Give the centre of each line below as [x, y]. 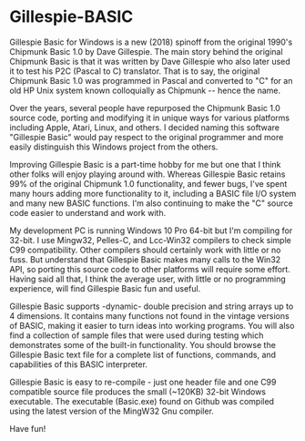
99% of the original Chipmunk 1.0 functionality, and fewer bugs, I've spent [148, 183]
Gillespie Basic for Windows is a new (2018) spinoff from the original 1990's [151, 42]
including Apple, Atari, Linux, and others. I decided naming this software [145, 127]
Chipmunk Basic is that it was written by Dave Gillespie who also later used [150, 61]
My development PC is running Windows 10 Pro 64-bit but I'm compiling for [151, 231]
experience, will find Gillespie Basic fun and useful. [105, 288]
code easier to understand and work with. [88, 212]
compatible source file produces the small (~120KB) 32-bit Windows [138, 391]
